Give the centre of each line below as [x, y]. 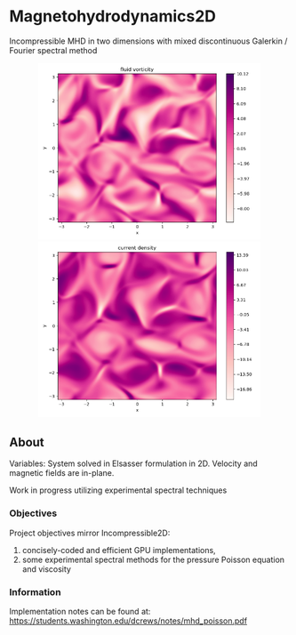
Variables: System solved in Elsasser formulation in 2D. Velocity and [133, 463]
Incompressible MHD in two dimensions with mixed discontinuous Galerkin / [148, 41]
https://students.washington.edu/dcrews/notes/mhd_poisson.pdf [128, 621]
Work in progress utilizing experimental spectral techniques [118, 490]
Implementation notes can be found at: [80, 611]
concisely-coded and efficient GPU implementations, [119, 550]
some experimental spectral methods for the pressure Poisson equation [153, 559]
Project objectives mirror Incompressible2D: [90, 533]
